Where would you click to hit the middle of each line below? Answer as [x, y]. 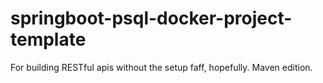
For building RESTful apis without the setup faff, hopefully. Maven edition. [161, 67]
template [48, 39]
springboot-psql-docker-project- [151, 18]
